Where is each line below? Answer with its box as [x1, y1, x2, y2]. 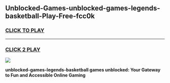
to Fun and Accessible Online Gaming [5, 72, 86, 78]
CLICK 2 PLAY [5, 46, 40, 53]
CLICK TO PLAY [5, 27, 45, 34]
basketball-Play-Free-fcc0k [5, 12, 95, 21]
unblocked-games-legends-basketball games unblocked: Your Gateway [5, 66, 161, 72]
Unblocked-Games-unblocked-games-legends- [5, 4, 160, 13]
